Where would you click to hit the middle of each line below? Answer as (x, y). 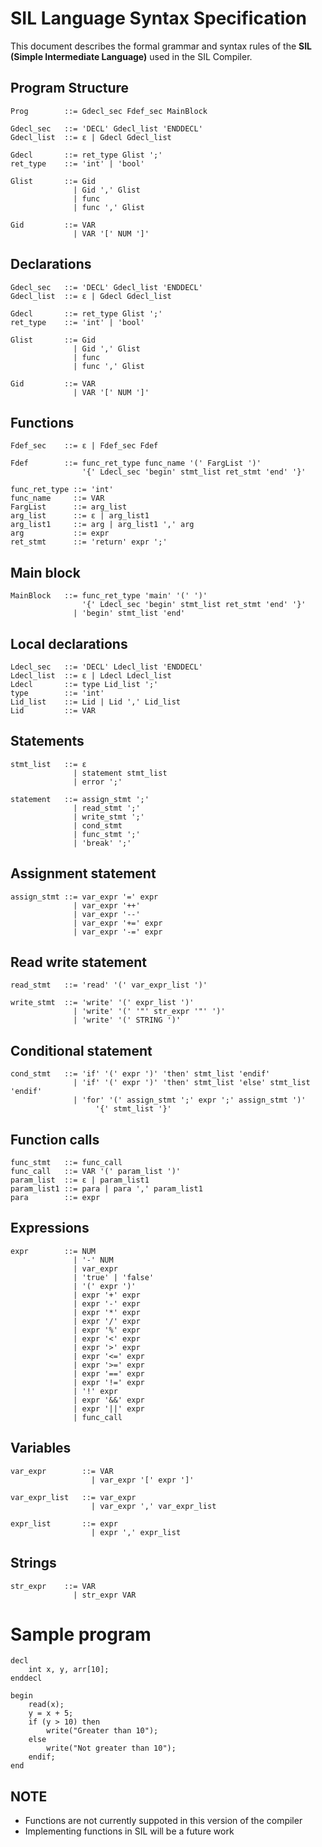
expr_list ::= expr (64, 1523)
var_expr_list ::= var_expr (73, 1497)
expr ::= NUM (53, 1251)
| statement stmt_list (120, 773)
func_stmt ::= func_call (66, 1163)
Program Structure (70, 88)
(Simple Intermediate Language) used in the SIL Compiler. (131, 56)
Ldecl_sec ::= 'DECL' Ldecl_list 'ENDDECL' (106, 667)
